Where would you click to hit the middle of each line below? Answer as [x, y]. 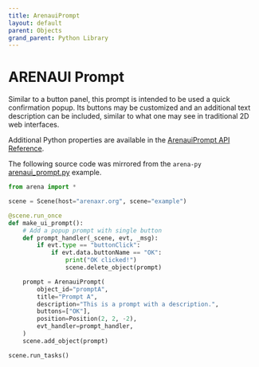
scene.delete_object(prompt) [113, 267]
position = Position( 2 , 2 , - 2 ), [87, 319]
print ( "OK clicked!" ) [101, 260]
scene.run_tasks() [39, 355]
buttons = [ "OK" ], [64, 311]
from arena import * [43, 187]
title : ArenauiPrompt [44, 16]
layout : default [35, 23]
